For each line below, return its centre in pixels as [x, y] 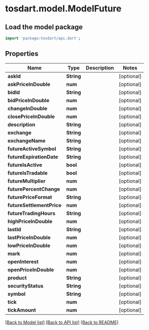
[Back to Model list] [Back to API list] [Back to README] [62, 322]
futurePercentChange [34, 189]
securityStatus [25, 286]
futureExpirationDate [33, 157]
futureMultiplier [27, 181]
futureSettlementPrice [35, 205]
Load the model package [44, 27]
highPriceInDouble [30, 221]
